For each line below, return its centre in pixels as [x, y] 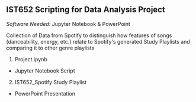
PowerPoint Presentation [45, 93]
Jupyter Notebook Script [45, 71]
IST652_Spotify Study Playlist [51, 82]
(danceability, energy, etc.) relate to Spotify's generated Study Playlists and [98, 41]
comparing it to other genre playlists [50, 48]
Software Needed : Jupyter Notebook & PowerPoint [68, 24]
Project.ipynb [31, 59]
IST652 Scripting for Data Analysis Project [86, 10]
